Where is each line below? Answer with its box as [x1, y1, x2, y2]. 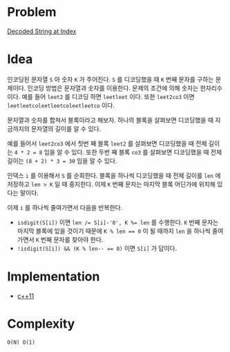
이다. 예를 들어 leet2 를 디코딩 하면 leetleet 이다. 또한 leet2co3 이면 [7, 92, 195, 100]
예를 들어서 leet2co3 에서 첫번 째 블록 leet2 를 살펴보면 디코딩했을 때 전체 [7, 139, 207, 148]
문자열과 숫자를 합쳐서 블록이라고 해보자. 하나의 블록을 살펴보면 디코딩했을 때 [7, 116, 214, 124]
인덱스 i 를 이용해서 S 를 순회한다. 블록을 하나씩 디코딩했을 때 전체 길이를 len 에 [7, 171, 221, 179]
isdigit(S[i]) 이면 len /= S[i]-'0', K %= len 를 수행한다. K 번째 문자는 [17, 218, 219, 226]
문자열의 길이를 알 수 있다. [30, 124, 102, 132]
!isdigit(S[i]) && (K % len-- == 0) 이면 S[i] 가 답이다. [17, 244, 178, 252]
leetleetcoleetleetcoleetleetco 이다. [7, 101, 115, 109]
